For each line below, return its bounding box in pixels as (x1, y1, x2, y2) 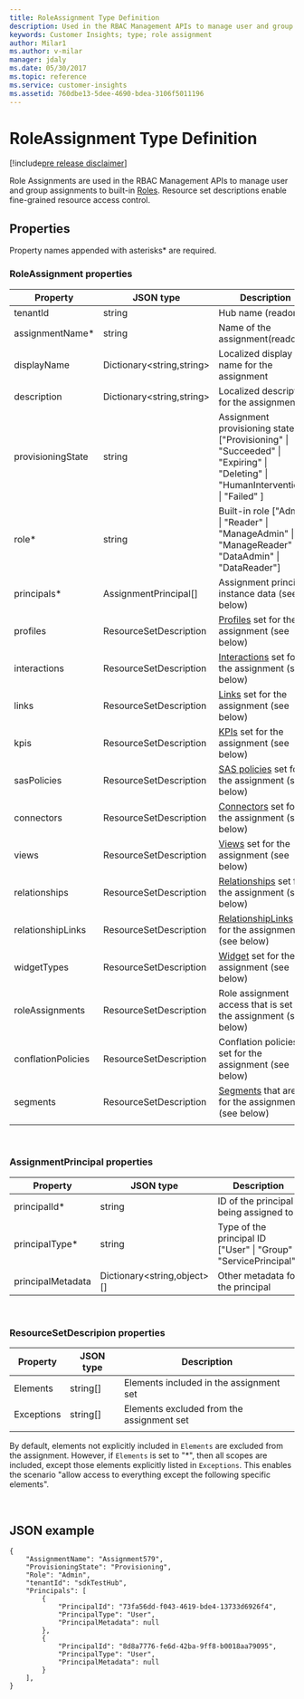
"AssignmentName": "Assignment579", (25, 1554, 165, 1563)
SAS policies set (218, 763, 288, 775)
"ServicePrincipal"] (217, 1254, 300, 1267)
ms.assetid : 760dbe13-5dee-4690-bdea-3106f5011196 (9, 89, 204, 98)
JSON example (9, 1522, 95, 1538)
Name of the (218, 321, 271, 333)
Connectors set (218, 800, 284, 812)
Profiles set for (218, 613, 281, 626)
